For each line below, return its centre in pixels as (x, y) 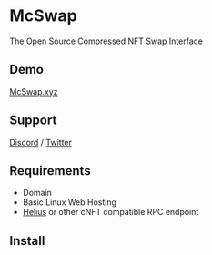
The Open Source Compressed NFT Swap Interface (106, 41)
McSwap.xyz (34, 91)
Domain (37, 193)
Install (27, 241)
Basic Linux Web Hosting (69, 202)
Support (33, 121)
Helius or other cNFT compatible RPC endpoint (111, 212)
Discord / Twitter (41, 142)
